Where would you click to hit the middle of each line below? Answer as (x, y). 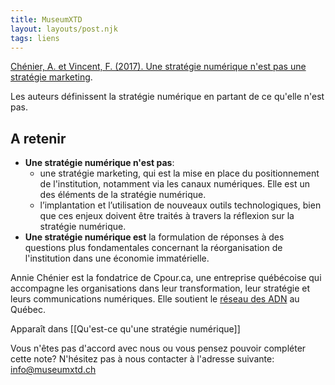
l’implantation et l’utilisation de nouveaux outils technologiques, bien (180, 205)
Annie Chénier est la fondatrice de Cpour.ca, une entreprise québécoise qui (166, 278)
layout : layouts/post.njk (64, 29)
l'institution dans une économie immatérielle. (117, 258)
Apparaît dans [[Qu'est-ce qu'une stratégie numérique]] (125, 329)
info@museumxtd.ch (53, 370)
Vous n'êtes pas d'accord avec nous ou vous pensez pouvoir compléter (158, 348)
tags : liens (35, 38)
